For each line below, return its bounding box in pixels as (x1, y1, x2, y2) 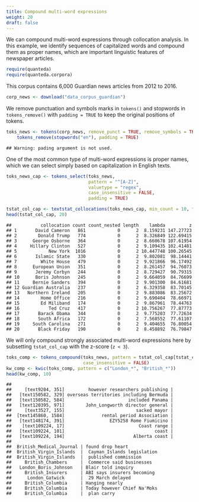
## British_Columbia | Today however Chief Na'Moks (6, 485, 158, 491)
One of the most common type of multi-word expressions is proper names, (6, 155, 189, 163)
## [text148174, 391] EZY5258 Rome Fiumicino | (6, 418, 174, 424)
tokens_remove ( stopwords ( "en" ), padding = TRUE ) (17, 134, 139, 140)
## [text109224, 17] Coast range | (6, 423, 174, 429)
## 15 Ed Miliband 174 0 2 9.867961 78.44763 (6, 300, 192, 306)
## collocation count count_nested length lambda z (6, 222, 192, 228)
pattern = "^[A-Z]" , (88, 179, 139, 185)
